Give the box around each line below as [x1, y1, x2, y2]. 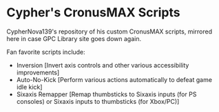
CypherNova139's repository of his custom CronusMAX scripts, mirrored [6, 27, 213, 36]
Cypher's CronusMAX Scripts [6, 5, 180, 20]
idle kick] [16, 83, 43, 91]
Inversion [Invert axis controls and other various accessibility [16, 61, 189, 69]
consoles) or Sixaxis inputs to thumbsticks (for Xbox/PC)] [16, 97, 180, 105]
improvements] [16, 68, 60, 76]
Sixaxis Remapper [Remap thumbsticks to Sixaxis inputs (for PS [16, 90, 197, 98]
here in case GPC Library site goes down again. [6, 34, 142, 42]
